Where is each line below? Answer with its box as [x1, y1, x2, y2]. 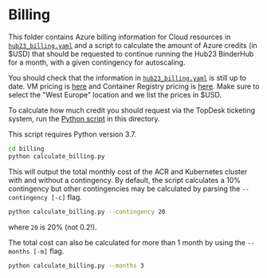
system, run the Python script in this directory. [8, 113, 160, 123]
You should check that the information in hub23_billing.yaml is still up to [8, 73, 247, 82]
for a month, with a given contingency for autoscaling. [8, 58, 186, 67]
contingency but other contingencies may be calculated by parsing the [8, 184, 241, 193]
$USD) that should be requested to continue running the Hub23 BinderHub [8, 49, 254, 58]
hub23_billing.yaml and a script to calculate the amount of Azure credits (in [8, 40, 257, 50]
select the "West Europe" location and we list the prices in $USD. [8, 89, 222, 99]
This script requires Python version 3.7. [8, 129, 137, 139]
